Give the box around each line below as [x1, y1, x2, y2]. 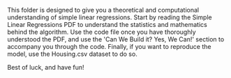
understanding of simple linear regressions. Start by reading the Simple [7, 13, 212, 21]
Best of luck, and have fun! [7, 64, 85, 71]
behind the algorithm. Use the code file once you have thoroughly [7, 28, 197, 36]
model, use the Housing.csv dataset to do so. [7, 50, 137, 58]
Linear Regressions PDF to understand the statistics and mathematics [7, 21, 207, 28]
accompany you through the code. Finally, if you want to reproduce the [7, 43, 211, 50]
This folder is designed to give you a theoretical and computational [7, 6, 200, 14]
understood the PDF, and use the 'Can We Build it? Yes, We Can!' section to [7, 35, 225, 43]
